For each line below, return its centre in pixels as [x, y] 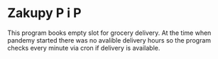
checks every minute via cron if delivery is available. [84, 48]
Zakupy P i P [44, 13]
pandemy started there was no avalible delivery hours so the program [109, 40]
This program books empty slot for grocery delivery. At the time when [109, 33]
